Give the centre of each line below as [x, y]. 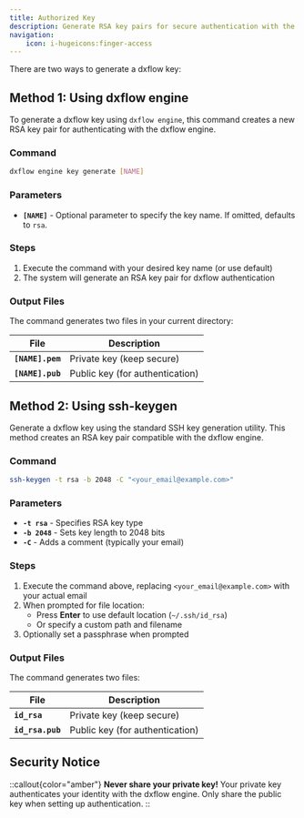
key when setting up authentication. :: [80, 803]
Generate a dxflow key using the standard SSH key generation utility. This [147, 428]
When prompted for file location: [84, 605]
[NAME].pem [37, 359]
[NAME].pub [37, 374]
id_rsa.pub [37, 730]
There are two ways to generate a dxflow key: [96, 69]
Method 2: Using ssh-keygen [93, 406]
